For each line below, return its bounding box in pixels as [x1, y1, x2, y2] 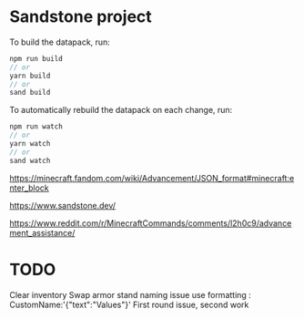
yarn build [9, 71, 51, 80]
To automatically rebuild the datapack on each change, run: [9, 105, 233, 116]
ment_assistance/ [9, 227, 76, 238]
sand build [9, 88, 51, 98]
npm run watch [9, 122, 64, 131]
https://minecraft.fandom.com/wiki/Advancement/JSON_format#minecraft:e [9, 172, 295, 183]
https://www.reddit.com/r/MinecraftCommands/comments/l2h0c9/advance [9, 217, 292, 229]
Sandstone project [9, 6, 152, 27]
